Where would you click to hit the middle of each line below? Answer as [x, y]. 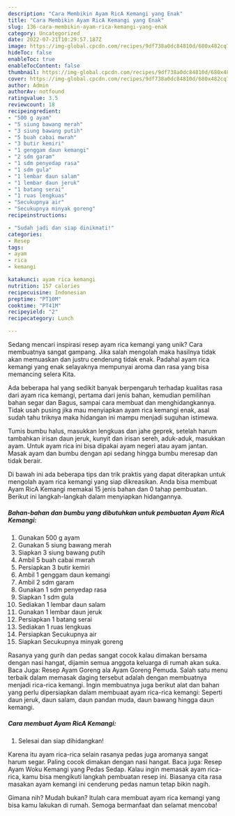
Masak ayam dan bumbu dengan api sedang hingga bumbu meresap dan [113, 453]
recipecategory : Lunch [41, 319]
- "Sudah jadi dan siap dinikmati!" [61, 228]
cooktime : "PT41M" [35, 306]
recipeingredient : [35, 111]
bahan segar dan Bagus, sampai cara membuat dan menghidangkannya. [112, 402]
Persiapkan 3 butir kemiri [54, 567]
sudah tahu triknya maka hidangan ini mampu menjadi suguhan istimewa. [113, 417]
